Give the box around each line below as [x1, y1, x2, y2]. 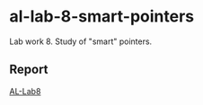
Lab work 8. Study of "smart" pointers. [9, 36, 153, 47]
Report [9, 62, 49, 77]
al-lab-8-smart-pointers [9, 6, 195, 27]
